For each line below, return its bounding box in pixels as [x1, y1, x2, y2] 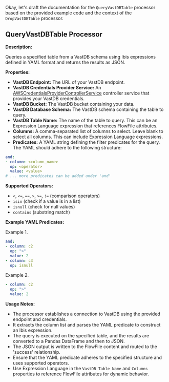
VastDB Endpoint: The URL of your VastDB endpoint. [12, 79, 125, 85]
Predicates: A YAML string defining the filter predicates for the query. [12, 139, 160, 145]
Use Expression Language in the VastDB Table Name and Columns [12, 366, 148, 372]
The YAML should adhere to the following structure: [12, 144, 122, 150]
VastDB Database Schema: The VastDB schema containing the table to [12, 106, 164, 112]
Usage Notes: [5, 301, 35, 307]
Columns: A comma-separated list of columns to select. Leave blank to [12, 128, 164, 134]
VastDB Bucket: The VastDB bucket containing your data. [12, 101, 135, 107]
